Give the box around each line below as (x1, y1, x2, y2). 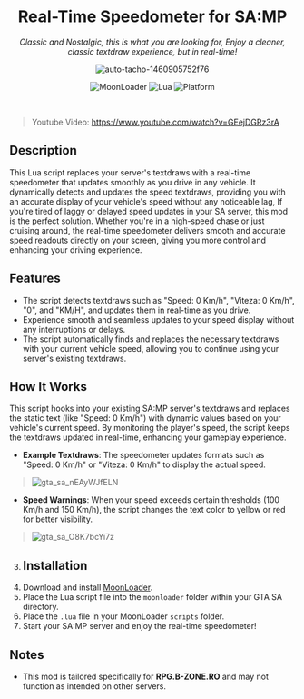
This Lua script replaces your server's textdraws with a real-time (9, 166, 251, 178)
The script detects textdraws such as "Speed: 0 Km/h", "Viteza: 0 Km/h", (22, 295, 295, 305)
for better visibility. (22, 514, 93, 524)
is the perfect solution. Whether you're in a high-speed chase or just (9, 215, 265, 226)
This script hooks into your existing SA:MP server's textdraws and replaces (9, 403, 290, 414)
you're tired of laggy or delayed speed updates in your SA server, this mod (9, 205, 289, 216)
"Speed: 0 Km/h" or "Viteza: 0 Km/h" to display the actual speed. (22, 459, 266, 470)
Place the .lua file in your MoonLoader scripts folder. (22, 611, 225, 622)
